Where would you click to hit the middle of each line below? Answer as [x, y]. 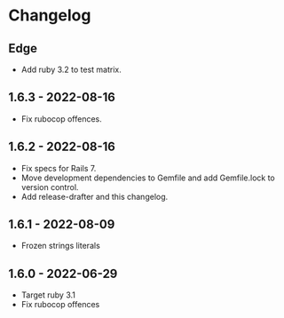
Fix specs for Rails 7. [59, 168]
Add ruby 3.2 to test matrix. [71, 69]
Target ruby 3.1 [48, 295]
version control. [50, 187]
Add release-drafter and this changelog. [95, 196]
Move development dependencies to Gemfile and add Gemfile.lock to [148, 178]
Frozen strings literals [61, 246]
